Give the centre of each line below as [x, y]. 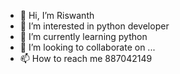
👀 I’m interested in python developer [94, 26]
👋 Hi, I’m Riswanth [57, 15]
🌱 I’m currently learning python [83, 36]
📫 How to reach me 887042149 [86, 58]
